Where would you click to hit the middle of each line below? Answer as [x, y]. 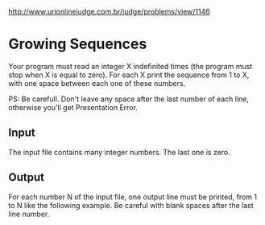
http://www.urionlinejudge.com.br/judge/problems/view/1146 [110, 12]
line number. [29, 214]
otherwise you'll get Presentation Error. [73, 107]
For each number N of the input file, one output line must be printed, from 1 [133, 197]
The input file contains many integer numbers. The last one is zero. [120, 152]
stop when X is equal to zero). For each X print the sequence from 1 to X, [129, 75]
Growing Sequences [78, 44]
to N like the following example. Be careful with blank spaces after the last [131, 205]
